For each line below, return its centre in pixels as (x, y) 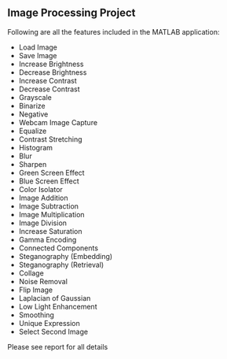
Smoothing (36, 315)
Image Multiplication (51, 214)
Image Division (43, 223)
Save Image (38, 55)
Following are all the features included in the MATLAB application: (113, 31)
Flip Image (35, 290)
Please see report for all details (58, 346)
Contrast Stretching (51, 139)
